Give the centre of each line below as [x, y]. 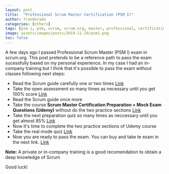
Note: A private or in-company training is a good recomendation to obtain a [83, 152]
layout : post [19, 10]
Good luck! [17, 167]
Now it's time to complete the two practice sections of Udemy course [84, 126]
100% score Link [30, 94]
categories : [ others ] [28, 24]
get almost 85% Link [34, 121]
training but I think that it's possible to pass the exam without [89, 68]
